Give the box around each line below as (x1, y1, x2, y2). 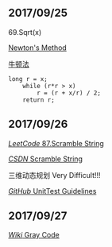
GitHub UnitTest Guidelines (8, 186, 97, 195)
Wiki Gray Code (8, 230, 60, 240)
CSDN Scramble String (8, 154, 83, 164)
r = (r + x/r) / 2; (37, 89, 102, 97)
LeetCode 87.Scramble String (8, 138, 105, 148)
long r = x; (8, 75, 48, 83)
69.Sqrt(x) (8, 27, 42, 37)
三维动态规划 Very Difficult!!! (8, 170, 101, 179)
